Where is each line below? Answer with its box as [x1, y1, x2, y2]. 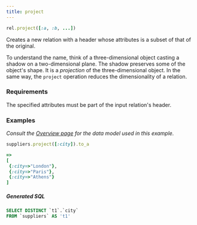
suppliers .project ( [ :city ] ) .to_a [6, 141, 90, 147]
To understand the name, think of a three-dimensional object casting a [6, 54, 180, 61]
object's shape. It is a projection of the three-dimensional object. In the [6, 66, 181, 73]
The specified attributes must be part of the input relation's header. [6, 101, 172, 108]
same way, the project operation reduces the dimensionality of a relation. [6, 73, 187, 80]
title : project [6, 8, 44, 15]
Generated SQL [6, 192, 45, 200]
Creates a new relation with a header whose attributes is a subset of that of [6, 36, 191, 43]
